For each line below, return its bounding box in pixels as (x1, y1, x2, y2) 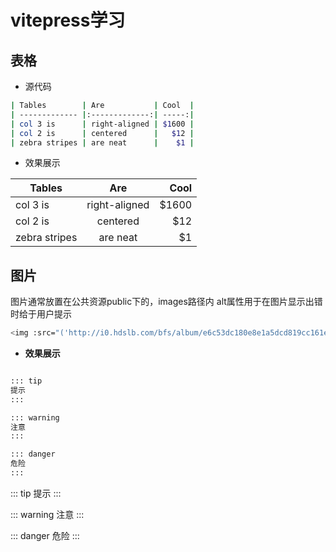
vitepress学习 (10, 9, 126, 32)
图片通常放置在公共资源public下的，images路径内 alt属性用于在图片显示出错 (10, 296, 323, 308)
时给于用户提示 (10, 308, 72, 320)
